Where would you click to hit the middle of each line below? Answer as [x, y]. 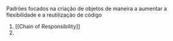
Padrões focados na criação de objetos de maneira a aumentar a [87, 9]
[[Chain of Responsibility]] [47, 26]
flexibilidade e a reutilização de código [54, 15]
